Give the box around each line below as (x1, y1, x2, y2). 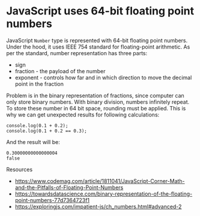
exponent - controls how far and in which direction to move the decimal (14, 74, 192, 81)
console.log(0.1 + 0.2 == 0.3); (6, 128, 87, 134)
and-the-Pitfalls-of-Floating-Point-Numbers (14, 184, 124, 191)
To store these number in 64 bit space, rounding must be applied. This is (6, 104, 186, 112)
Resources (6, 166, 33, 173)
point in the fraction (14, 80, 64, 88)
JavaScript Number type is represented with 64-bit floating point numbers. (6, 37, 188, 44)
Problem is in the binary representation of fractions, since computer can (6, 92, 184, 99)
